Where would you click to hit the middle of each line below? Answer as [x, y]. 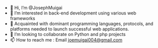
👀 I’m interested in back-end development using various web [73, 13]
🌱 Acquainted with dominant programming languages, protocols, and [82, 23]
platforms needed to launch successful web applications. [69, 29]
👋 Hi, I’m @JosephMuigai [36, 8]
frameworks [22, 18]
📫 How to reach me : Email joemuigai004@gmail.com [66, 40]
